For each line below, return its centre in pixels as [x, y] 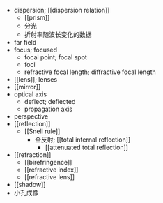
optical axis [30, 94]
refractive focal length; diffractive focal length [90, 72]
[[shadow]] [30, 185]
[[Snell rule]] [42, 131]
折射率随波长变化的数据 [58, 35]
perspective [31, 116]
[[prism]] [37, 17]
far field [25, 42]
